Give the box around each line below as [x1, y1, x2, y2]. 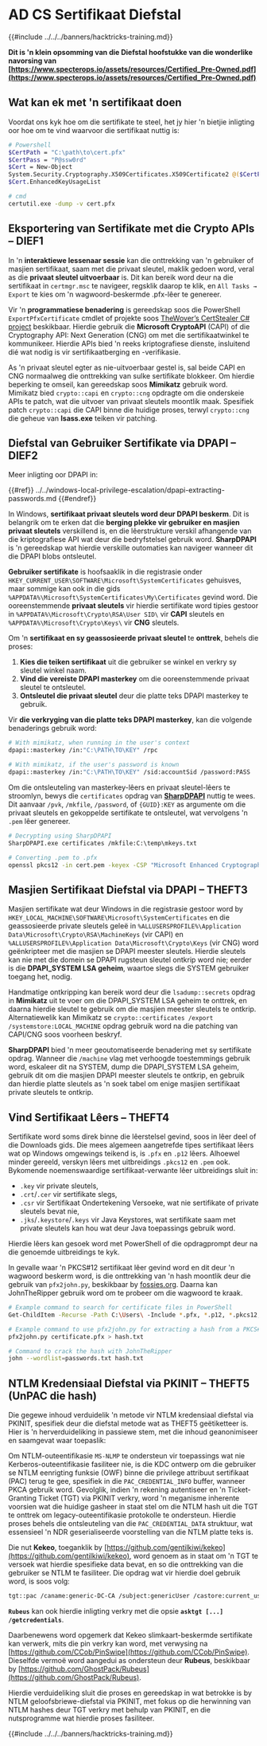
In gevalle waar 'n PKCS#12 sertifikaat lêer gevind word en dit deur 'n [8, 1263, 235, 1272]
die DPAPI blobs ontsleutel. [8, 551, 97, 561]
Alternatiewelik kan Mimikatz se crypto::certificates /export [8, 1013, 214, 1022]
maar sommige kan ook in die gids [8, 584, 121, 594]
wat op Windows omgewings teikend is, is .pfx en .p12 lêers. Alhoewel [8, 1149, 240, 1158]
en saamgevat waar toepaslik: [8, 1436, 106, 1446]
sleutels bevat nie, [19, 1207, 79, 1216]
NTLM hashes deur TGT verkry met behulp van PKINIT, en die [8, 1705, 211, 1714]
